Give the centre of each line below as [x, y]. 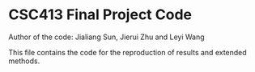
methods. [24, 61]
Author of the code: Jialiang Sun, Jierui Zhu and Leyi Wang [106, 37]
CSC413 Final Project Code [100, 15]
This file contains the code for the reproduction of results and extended [127, 52]
